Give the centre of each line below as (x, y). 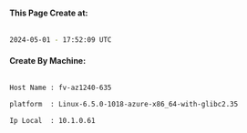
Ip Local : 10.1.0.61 (52, 121)
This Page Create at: (49, 13)
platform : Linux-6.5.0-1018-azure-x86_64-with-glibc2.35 (124, 105)
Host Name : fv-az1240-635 (61, 88)
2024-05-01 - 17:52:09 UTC (61, 40)
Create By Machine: (48, 60)
